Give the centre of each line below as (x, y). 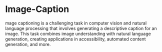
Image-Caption (37, 9)
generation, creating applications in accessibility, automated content (75, 39)
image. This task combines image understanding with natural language (78, 33)
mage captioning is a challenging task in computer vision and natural (76, 23)
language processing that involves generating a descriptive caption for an (81, 28)
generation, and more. (28, 44)
